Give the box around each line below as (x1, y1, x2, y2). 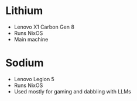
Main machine (13, 36, 49, 43)
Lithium (5, 4, 43, 18)
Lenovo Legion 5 (13, 75, 55, 82)
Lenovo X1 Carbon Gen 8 (13, 23, 74, 30)
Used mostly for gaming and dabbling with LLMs (13, 88, 131, 95)
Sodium (5, 57, 44, 69)
